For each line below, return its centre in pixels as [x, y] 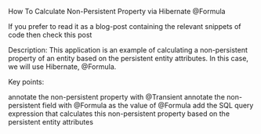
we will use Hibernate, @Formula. [62, 67]
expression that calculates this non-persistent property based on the [119, 114]
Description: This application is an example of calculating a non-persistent [128, 50]
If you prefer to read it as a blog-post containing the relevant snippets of [125, 26]
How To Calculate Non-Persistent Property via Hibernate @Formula [117, 11]
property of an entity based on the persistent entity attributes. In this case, [129, 58]
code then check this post [50, 35]
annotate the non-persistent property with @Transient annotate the [117, 97]
